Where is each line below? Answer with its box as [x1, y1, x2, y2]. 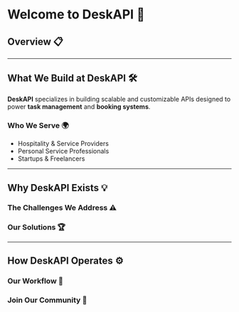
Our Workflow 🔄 [7, 276, 64, 286]
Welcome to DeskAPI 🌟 [7, 6, 145, 23]
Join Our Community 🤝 [7, 295, 87, 305]
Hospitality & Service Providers [17, 139, 109, 148]
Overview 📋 [7, 36, 64, 48]
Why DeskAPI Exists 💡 [7, 181, 108, 194]
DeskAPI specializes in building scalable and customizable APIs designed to [7, 95, 231, 103]
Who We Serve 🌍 [7, 120, 69, 130]
